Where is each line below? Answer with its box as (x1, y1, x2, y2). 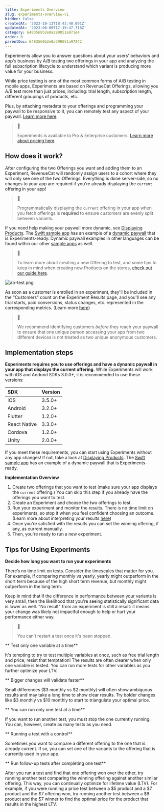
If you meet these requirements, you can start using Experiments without (5, 449, 152, 455)
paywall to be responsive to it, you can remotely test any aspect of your (5, 108, 149, 114)
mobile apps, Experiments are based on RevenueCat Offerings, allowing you (5, 83, 159, 89)
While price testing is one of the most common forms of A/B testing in (5, 78, 146, 84)
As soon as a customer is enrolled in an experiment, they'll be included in (5, 289, 153, 295)
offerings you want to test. (12, 495, 66, 501)
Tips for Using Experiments (5, 545, 91, 554)
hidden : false (5, 16, 34, 21)
